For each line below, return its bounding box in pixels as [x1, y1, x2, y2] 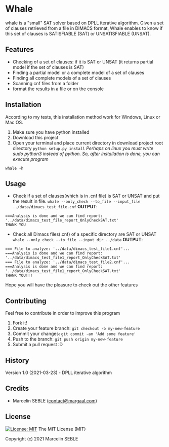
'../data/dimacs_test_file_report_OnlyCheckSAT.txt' [5, 218, 119, 223]
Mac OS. [5, 119, 24, 125]
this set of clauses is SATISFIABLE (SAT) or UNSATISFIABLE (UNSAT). [5, 30, 151, 36]
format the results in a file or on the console [12, 86, 104, 92]
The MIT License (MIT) [38, 426, 86, 432]
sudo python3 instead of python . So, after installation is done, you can [12, 151, 160, 157]
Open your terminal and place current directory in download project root [12, 140, 163, 146]
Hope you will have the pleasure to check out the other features [5, 282, 138, 288]
